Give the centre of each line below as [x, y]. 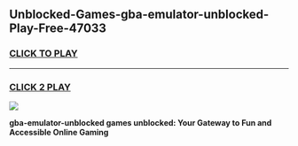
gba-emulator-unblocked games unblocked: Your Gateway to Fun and [141, 122]
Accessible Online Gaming [59, 132]
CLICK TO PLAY [43, 54]
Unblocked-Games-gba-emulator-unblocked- [139, 15]
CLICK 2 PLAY [40, 87]
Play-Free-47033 [58, 29]
